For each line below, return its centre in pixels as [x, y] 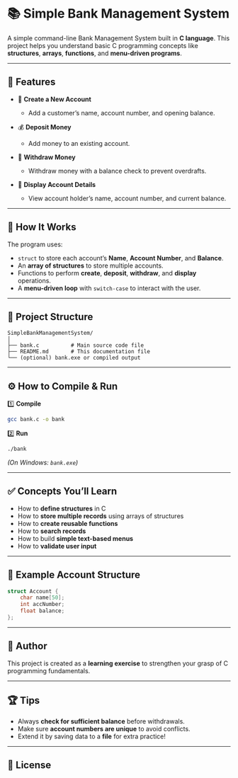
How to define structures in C [62, 508]
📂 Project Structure [50, 317]
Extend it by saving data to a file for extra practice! [92, 736]
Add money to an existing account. [79, 143]
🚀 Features [32, 82]
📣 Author [27, 646]
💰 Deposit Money [44, 127]
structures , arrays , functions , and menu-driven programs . [95, 53]
